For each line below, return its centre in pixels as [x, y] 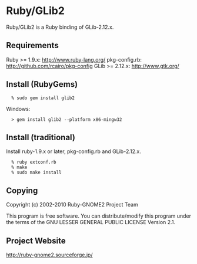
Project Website [36, 241]
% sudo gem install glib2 [43, 98]
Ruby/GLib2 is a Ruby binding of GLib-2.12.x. [60, 27]
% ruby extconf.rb [34, 163]
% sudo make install [36, 172]
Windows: [18, 109]
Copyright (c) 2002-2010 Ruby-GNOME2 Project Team [72, 205]
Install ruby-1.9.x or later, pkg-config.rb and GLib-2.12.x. [74, 151]
